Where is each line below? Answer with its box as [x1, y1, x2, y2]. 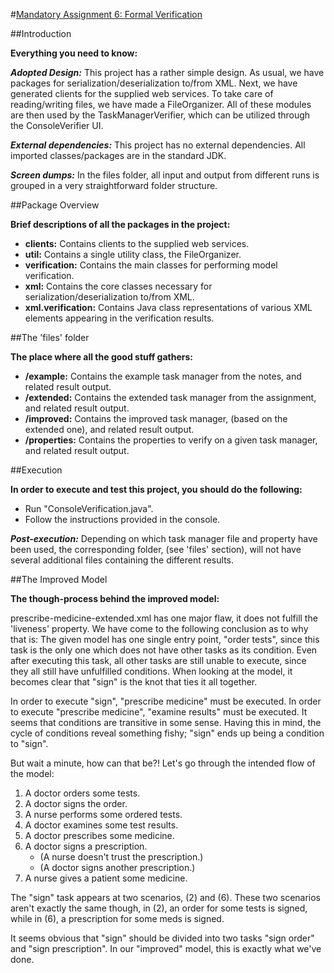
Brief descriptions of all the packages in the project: [10, 219, 231, 230]
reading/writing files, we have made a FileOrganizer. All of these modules [10, 99, 312, 110]
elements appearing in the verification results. [24, 312, 215, 324]
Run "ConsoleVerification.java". [24, 503, 154, 514]
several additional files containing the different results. [10, 554, 234, 566]
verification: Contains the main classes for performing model [24, 259, 278, 271]
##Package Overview [10, 199, 100, 211]
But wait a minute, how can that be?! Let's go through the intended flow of [10, 757, 316, 769]
